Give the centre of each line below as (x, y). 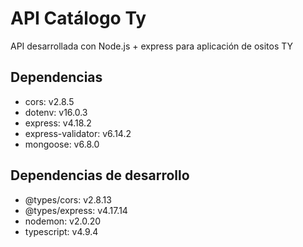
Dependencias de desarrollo (100, 175)
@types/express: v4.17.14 (76, 210)
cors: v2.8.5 (49, 101)
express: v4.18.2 (58, 123)
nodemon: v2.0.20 (63, 221)
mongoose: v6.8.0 (62, 144)
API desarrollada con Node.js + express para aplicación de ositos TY (152, 46)
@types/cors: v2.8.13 (68, 199)
